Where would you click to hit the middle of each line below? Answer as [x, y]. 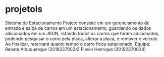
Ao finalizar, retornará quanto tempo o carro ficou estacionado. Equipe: [78, 44]
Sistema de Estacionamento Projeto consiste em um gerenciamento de [77, 23]
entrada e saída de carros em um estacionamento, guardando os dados [78, 28]
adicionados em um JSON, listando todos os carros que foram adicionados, [82, 33]
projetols [24, 9]
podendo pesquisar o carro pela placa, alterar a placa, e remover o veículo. [82, 39]
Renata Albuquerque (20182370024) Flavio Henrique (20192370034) [76, 49]
